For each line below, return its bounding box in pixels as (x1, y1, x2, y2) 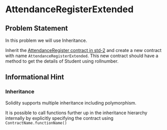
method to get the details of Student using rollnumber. (5, 58, 119, 64)
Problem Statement (5, 24, 68, 33)
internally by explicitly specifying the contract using (5, 115, 114, 121)
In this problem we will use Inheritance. (5, 37, 88, 43)
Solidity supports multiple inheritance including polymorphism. (5, 99, 136, 106)
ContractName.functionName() (5, 120, 67, 125)
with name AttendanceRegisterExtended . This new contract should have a (5, 53, 159, 59)
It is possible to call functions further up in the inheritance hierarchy (5, 110, 148, 116)
